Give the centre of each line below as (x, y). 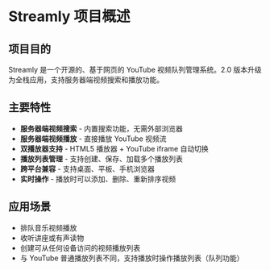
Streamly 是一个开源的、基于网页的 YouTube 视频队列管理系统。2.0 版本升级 (135, 70)
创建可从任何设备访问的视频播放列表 (80, 247)
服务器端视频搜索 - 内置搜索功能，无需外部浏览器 (102, 128)
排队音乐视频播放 (48, 227)
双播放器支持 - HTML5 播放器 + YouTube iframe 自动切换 (114, 148)
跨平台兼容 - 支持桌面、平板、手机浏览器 (87, 168)
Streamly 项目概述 (69, 17)
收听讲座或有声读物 (52, 238)
